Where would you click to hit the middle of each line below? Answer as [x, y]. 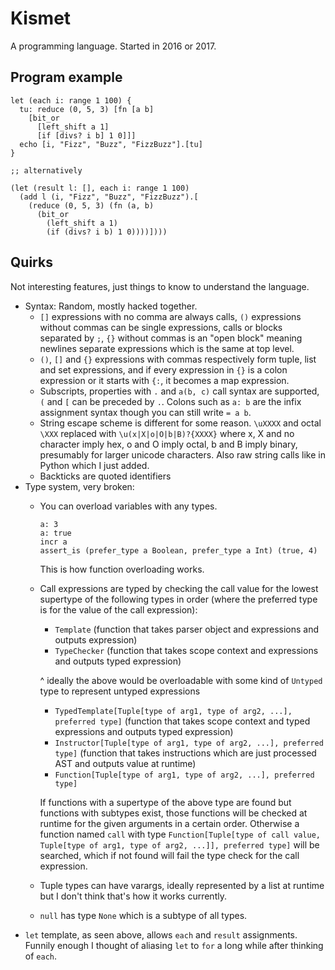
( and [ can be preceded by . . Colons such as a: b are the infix [170, 401]
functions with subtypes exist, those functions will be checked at [173, 813]
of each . [40, 956]
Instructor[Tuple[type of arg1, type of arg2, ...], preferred [189, 743]
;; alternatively [46, 170]
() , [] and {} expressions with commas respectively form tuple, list [178, 359]
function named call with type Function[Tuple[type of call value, [180, 834]
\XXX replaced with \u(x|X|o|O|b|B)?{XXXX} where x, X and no [167, 433]
